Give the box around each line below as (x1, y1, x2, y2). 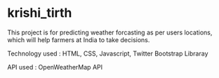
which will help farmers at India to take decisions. (7, 35, 150, 44)
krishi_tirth (7, 5, 72, 21)
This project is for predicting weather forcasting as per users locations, (7, 28, 213, 37)
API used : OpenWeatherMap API (7, 63, 103, 71)
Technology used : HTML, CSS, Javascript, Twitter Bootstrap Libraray (7, 49, 208, 58)
